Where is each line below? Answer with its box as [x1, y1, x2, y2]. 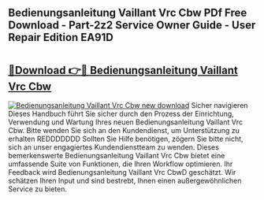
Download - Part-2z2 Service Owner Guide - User [8, 19, 256, 32]
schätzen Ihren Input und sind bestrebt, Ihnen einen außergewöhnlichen [8, 176, 242, 185]
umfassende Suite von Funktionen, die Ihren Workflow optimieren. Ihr [8, 159, 233, 169]
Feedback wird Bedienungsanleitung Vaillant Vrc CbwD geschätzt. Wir [8, 168, 236, 176]
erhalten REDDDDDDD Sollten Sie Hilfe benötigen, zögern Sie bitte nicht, [8, 134, 244, 143]
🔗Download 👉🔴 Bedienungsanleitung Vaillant [8, 63, 239, 77]
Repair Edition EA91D [8, 31, 114, 44]
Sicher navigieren [191, 101, 248, 109]
